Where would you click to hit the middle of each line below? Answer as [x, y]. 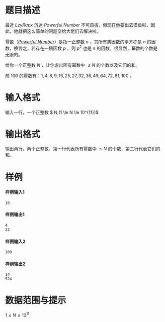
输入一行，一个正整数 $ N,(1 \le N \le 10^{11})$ [52, 112]
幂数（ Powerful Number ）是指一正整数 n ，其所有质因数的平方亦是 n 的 [78, 42]
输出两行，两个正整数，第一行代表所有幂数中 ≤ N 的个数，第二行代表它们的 [83, 149]
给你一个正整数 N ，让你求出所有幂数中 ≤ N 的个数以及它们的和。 [73, 65]
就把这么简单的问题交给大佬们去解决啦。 [59, 31]
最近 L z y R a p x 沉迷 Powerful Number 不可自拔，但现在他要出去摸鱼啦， [78, 25]
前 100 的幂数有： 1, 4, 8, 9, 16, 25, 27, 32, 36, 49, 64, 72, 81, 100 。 [70, 76]
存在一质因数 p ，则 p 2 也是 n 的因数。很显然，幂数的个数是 [97, 48]
